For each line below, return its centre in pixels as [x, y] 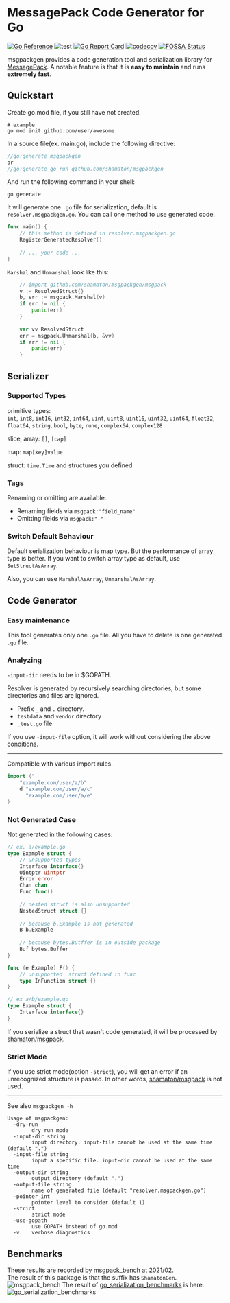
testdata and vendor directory [59, 716]
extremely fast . [29, 74]
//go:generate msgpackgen [44, 156]
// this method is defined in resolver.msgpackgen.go [98, 234]
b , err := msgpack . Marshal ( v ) [63, 297]
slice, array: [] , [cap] [37, 438]
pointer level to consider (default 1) [89, 1203]
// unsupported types [50, 860]
